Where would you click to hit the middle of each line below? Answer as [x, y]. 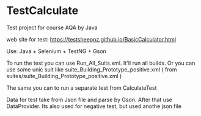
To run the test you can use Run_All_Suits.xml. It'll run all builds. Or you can [101, 63]
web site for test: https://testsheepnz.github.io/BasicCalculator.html [91, 39]
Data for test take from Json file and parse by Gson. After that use [89, 100]
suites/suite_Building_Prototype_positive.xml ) [64, 76]
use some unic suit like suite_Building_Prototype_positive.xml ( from [92, 69]
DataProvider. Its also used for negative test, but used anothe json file [94, 106]
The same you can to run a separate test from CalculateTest [82, 88]
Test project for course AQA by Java [52, 27]
